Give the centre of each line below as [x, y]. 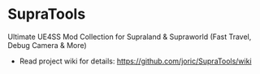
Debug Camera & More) [47, 45]
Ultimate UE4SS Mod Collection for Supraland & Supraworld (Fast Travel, [130, 37]
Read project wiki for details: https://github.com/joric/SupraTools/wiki [136, 61]
